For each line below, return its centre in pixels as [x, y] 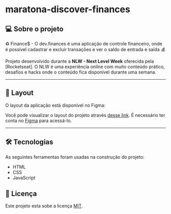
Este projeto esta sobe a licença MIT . [44, 206]
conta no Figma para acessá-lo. [39, 121]
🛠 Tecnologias [29, 142]
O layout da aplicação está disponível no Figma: [55, 105]
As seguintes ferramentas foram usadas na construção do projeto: [75, 157]
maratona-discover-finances [68, 9]
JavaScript [24, 178]
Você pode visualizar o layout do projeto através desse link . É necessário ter [85, 115]
